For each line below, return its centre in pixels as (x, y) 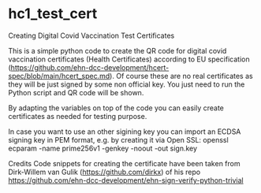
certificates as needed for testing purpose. (78, 116)
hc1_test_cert (53, 14)
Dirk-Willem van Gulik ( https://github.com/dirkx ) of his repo (104, 172)
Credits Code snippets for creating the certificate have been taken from (124, 163)
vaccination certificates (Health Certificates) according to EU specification (129, 59)
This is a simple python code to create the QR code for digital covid (117, 50)
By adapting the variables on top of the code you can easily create (116, 108)
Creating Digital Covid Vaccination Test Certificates (91, 35)
